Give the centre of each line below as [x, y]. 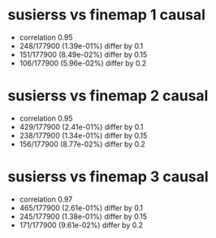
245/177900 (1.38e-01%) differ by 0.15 [83, 216]
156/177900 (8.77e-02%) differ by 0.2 [82, 144]
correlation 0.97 [46, 199]
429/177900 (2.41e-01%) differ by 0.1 [81, 126]
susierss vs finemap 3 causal [108, 177]
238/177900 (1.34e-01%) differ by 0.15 [83, 135]
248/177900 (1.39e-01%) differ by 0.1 [81, 45]
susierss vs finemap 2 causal [108, 96]
